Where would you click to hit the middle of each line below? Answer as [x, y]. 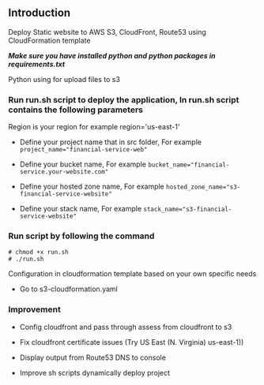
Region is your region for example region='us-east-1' [94, 127]
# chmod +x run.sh [38, 252]
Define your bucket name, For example [83, 164]
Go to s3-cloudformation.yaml [69, 289]
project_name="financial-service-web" [83, 150]
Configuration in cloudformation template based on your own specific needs [132, 274]
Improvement [34, 309]
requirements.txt [37, 64]
